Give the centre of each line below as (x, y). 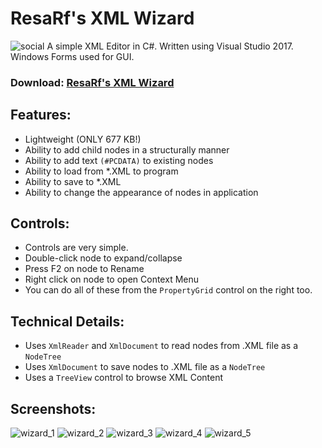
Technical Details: (67, 321)
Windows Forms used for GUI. (72, 56)
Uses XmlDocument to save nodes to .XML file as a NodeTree (145, 367)
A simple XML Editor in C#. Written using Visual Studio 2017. (170, 46)
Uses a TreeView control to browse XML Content (124, 378)
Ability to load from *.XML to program (101, 171)
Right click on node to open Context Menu (112, 279)
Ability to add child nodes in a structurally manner (127, 149)
